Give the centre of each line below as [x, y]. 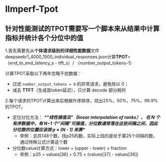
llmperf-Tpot [32, 9]
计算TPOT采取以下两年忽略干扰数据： [44, 73]
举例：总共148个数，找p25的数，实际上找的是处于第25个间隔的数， [88, 136]
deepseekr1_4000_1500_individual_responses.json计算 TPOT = [68, 57]
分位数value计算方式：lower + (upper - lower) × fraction [70, 148]
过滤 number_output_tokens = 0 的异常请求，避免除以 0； [70, 84]
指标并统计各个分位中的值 [44, 38]
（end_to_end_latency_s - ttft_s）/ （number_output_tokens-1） [70, 63]
